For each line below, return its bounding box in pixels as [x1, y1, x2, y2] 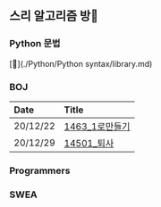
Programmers [9, 164, 71, 177]
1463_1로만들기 [64, 120, 131, 132]
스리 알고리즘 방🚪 [9, 8, 98, 24]
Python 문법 [9, 37, 61, 50]
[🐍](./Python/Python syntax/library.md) [9, 58, 153, 69]
